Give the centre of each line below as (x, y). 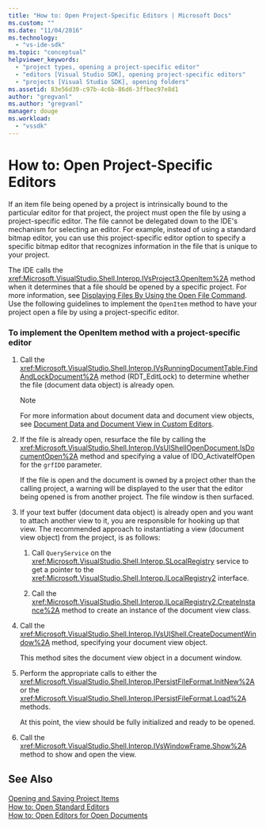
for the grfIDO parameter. (61, 464)
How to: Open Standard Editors (59, 807)
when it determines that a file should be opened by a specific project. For (127, 287)
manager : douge (33, 112)
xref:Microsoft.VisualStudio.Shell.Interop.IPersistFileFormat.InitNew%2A (137, 681)
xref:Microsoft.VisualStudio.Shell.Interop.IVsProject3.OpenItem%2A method (132, 278)
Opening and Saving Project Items (64, 798)
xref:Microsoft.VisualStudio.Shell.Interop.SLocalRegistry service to (140, 561)
